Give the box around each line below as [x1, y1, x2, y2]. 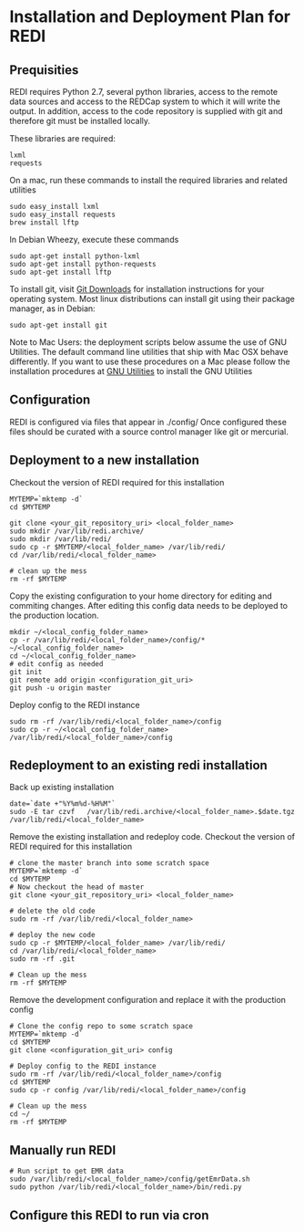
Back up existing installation [9, 782, 115, 793]
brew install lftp [9, 218, 79, 227]
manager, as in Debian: [9, 303, 96, 314]
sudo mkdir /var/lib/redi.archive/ [9, 527, 145, 536]
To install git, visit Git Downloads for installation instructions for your [9, 284, 265, 294]
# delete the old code [9, 906, 96, 916]
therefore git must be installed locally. [9, 116, 151, 126]
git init [9, 667, 43, 676]
